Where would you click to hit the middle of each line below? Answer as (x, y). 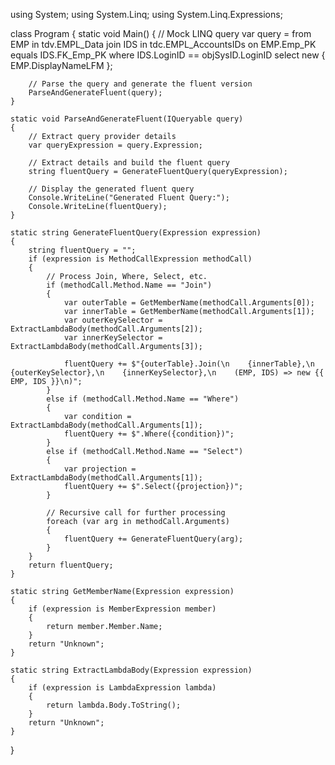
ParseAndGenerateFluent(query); (95, 93)
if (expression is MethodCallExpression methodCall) (140, 259)
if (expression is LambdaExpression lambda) (122, 688)
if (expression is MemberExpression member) (122, 609)
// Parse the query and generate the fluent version (140, 84)
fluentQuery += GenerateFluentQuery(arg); (153, 539)
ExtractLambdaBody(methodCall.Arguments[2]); (106, 329)
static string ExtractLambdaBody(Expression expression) (131, 670)
